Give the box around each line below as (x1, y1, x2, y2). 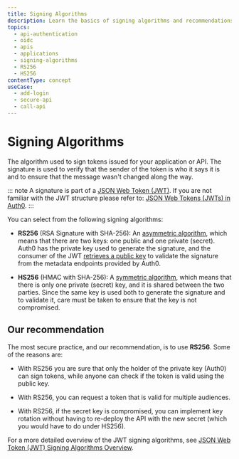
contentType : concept (7, 76, 72, 84)
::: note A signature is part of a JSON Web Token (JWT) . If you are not (7, 186, 212, 194)
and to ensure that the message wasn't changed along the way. (7, 172, 193, 181)
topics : (7, 23, 31, 31)
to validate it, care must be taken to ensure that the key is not (17, 295, 197, 304)
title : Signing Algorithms (7, 10, 87, 18)
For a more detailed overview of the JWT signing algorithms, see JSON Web (7, 436, 231, 444)
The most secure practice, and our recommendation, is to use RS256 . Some (7, 342, 230, 351)
